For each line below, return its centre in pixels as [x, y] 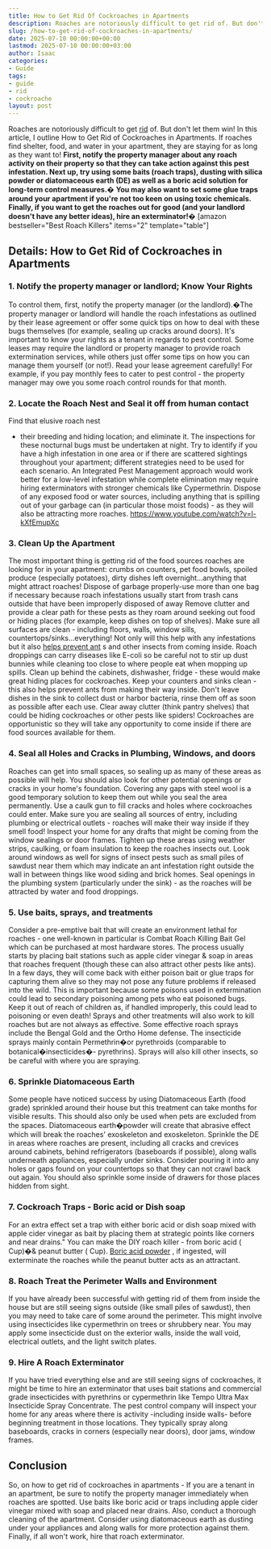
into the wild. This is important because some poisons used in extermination [135, 990]
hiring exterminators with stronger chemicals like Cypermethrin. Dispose [140, 488]
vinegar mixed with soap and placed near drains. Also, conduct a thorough [132, 1511]
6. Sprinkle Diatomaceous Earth [72, 1081]
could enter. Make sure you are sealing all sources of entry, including [123, 814]
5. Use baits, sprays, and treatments [81, 912]
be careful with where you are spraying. [75, 1061]
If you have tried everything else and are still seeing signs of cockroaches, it [135, 1380]
